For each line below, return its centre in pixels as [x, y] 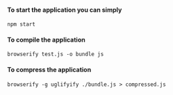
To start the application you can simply [65, 10]
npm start [22, 24]
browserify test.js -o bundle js [56, 54]
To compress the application [49, 70]
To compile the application [46, 40]
